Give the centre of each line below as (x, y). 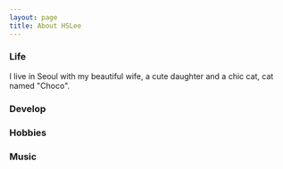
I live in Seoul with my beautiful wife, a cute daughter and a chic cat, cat (141, 76)
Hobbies (28, 133)
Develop (28, 109)
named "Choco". (40, 85)
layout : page (33, 17)
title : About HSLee (46, 26)
